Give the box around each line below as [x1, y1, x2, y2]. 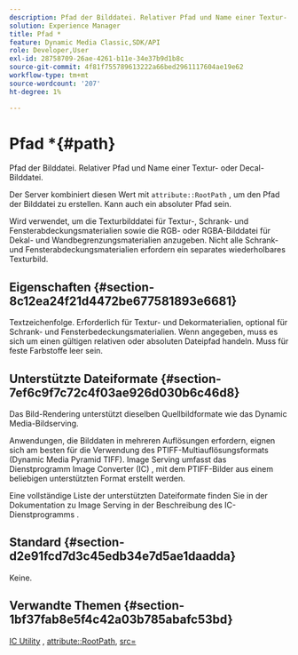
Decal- [239, 163, 264, 173]
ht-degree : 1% [9, 87, 62, 96]
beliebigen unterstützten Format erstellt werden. [9, 473, 186, 484]
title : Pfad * [9, 29, 62, 38]
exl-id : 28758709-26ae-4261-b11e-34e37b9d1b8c [9, 54, 184, 63]
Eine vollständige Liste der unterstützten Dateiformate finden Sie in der [9, 491, 268, 501]
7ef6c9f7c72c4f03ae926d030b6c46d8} [9, 385, 240, 400]
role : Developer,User [9, 46, 90, 55]
